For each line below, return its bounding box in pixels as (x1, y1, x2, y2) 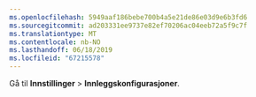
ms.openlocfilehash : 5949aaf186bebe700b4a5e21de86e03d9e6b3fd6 (9, 12, 248, 22)
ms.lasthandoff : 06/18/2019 (9, 46, 113, 55)
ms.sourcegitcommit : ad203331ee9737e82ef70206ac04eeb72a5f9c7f (9, 21, 248, 30)
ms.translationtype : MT (9, 29, 97, 38)
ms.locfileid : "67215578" (9, 54, 105, 63)
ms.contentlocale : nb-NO (9, 37, 101, 47)
